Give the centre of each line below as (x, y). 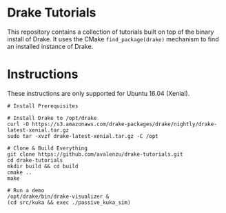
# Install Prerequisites (43, 106)
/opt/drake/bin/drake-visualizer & (58, 196)
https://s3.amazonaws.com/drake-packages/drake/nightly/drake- (124, 124)
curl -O (18, 124)
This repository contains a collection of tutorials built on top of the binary (111, 32)
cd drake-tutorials (35, 160)
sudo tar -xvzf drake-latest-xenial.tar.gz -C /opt (83, 136)
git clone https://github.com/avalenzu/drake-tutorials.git (95, 154)
